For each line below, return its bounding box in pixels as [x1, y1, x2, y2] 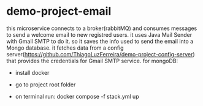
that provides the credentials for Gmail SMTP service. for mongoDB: [6, 57, 178, 64]
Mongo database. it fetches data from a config [6, 44, 124, 51]
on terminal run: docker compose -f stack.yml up [15, 93, 139, 100]
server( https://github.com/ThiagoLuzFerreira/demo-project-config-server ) [6, 50, 195, 58]
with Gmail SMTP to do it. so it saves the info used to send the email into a [6, 37, 194, 45]
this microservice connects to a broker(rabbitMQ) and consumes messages [6, 25, 197, 32]
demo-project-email [6, 4, 112, 18]
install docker [15, 69, 50, 76]
